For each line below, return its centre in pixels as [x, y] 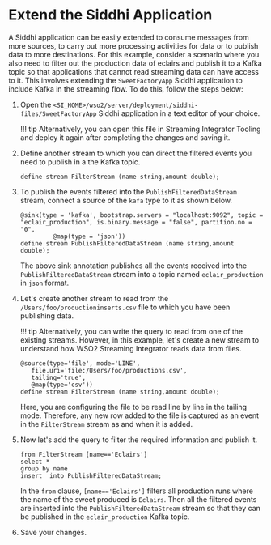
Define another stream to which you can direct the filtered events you [136, 153]
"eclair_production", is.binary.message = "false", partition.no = [136, 222]
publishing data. [47, 315]
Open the [36, 104]
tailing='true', [59, 377]
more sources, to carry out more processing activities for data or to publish [133, 45]
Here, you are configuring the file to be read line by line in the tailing [133, 407]
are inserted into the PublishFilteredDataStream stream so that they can [140, 508]
